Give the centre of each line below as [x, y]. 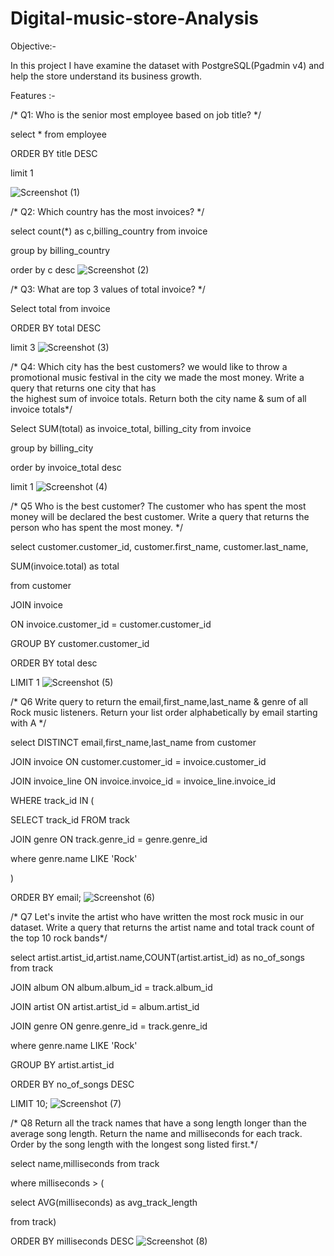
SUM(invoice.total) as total [65, 566]
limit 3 [23, 347]
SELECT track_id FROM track [70, 819]
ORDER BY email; [46, 897]
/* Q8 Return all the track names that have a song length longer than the [158, 1123]
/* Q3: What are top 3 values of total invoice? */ [108, 289]
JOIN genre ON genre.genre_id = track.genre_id [109, 1026]
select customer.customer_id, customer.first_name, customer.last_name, [159, 546]
